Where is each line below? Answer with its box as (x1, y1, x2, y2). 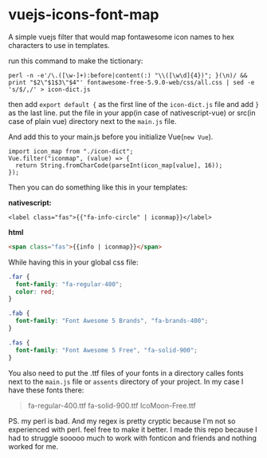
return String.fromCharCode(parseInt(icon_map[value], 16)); (15, 161, 223, 169)
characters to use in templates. (8, 40, 110, 50)
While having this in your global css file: (8, 257, 139, 267)
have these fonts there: (8, 385, 84, 395)
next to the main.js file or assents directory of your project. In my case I (8, 376, 244, 386)
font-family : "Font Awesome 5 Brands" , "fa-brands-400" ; (15, 317, 209, 325)
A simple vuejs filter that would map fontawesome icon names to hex (8, 32, 235, 42)
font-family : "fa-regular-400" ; (15, 280, 124, 289)
